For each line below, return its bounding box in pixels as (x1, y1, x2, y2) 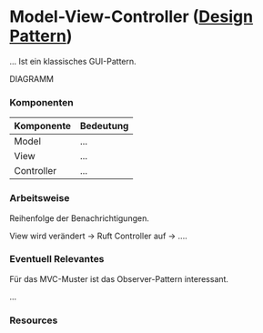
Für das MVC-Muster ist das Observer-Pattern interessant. (9, 273, 229, 284)
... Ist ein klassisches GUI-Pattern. (9, 55, 137, 66)
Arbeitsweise (9, 192, 70, 205)
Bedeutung (79, 120, 129, 133)
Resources (9, 314, 58, 327)
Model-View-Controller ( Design (9, 6, 253, 27)
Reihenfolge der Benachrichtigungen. (9, 212, 150, 224)
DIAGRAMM (9, 73, 55, 84)
